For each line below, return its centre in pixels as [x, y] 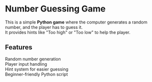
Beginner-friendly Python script [37, 74]
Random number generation [33, 59]
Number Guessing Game [55, 9]
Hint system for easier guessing [37, 69]
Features [19, 47]
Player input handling [26, 64]
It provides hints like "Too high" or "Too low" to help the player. [68, 32]
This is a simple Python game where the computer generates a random [76, 22]
